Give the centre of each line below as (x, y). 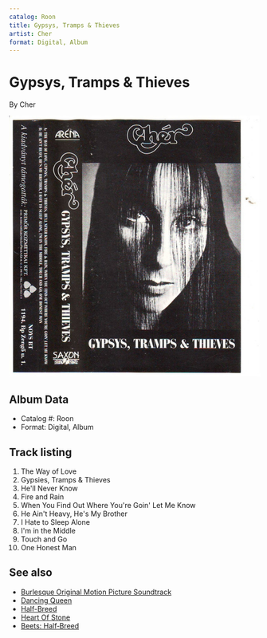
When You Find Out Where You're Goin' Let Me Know (108, 505)
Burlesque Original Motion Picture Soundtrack (96, 592)
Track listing (41, 452)
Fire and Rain (42, 496)
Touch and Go (44, 539)
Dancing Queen (46, 600)
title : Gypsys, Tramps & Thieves (65, 25)
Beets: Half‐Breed (50, 625)
